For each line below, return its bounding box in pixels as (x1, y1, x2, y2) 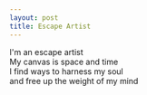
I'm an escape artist (9, 46, 83, 57)
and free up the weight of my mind (9, 75, 139, 86)
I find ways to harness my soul (9, 65, 124, 77)
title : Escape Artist (9, 22, 92, 31)
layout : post (9, 13, 59, 23)
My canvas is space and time (9, 56, 119, 67)
